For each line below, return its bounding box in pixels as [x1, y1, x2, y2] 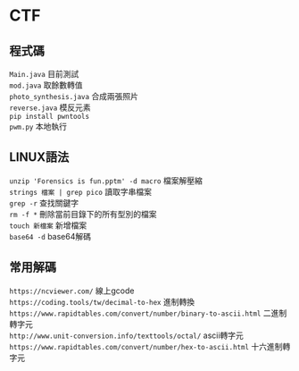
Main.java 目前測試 [9, 69, 79, 79]
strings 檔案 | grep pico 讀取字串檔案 [9, 186, 152, 197]
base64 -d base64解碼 [9, 231, 92, 241]
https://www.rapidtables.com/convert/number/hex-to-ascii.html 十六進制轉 [9, 341, 291, 351]
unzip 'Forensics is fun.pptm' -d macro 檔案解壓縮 [9, 175, 203, 186]
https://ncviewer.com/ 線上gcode [9, 285, 135, 296]
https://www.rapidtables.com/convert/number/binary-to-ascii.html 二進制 [9, 308, 287, 318]
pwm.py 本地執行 [9, 122, 67, 131]
